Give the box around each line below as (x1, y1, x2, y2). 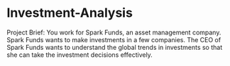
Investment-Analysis (6, 5, 133, 21)
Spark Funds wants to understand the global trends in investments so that (6, 43, 223, 51)
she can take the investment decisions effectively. (6, 51, 153, 59)
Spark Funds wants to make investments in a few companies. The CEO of (6, 35, 221, 44)
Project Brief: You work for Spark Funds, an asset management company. (6, 28, 221, 37)
